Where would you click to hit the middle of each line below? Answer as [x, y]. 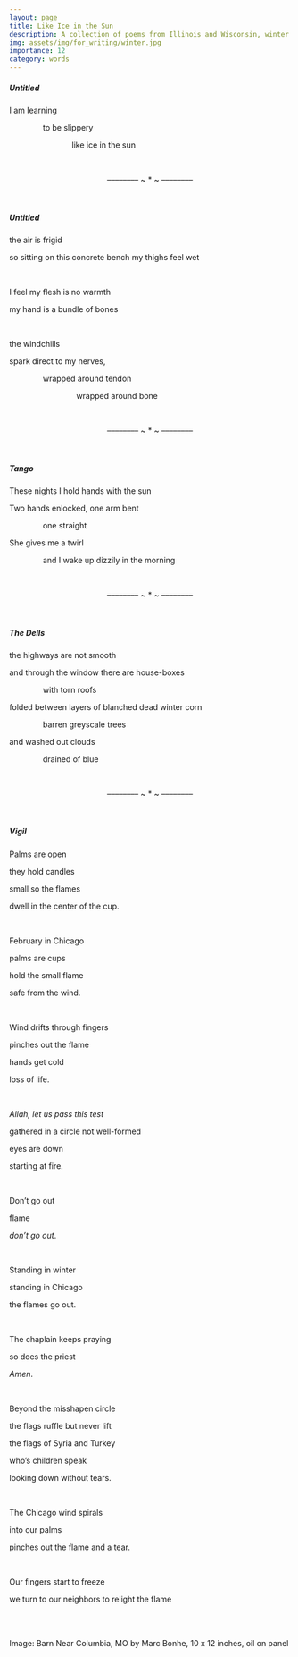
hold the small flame [46, 975]
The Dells [27, 632]
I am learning [33, 110]
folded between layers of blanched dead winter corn [106, 706]
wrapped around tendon [87, 378]
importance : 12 [37, 51]
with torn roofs [70, 689]
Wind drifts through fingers [59, 1027]
